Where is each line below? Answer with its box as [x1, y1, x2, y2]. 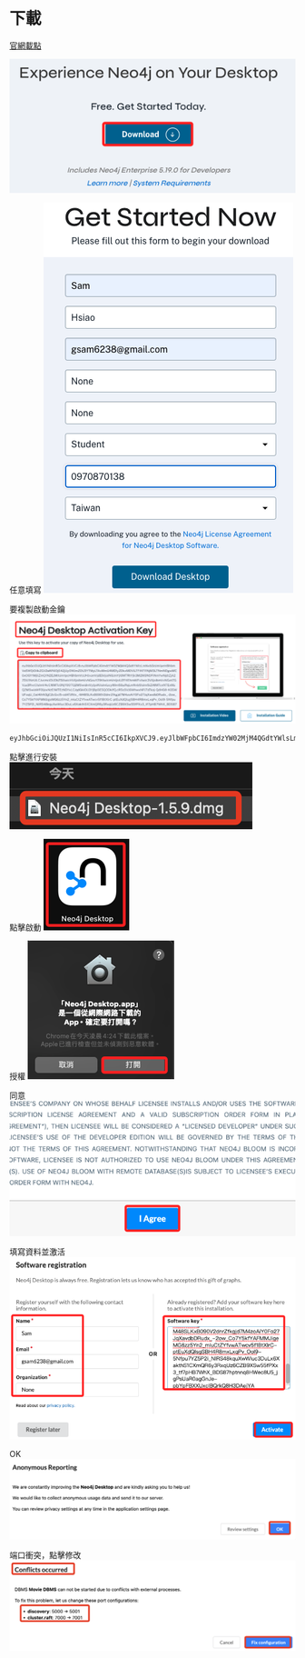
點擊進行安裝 [9, 752, 57, 763]
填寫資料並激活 [9, 1246, 65, 1257]
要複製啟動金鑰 [9, 604, 65, 614]
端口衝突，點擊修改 [9, 1550, 82, 1561]
